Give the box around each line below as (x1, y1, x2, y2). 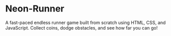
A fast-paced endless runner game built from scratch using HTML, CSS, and (5, 19, 166, 25)
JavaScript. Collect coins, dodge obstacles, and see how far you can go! (5, 24, 158, 30)
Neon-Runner (5, 3, 65, 14)
